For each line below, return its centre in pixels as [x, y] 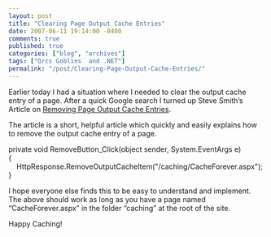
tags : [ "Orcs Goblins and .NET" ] [67, 62]
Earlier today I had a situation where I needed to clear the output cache [127, 92]
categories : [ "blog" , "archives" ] [67, 54]
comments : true [34, 39]
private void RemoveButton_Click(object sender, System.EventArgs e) [125, 149]
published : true [36, 46]
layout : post [31, 16]
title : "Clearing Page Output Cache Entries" [87, 24]
